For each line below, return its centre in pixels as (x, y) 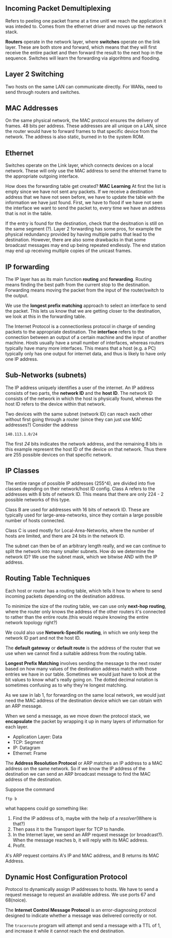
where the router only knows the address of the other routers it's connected (85, 611)
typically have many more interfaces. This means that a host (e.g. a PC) (81, 348)
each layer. (17, 726)
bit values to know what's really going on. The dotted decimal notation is (82, 679)
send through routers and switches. (43, 92)
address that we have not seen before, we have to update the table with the (85, 197)
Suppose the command (30, 789)
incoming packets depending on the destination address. (65, 596)
